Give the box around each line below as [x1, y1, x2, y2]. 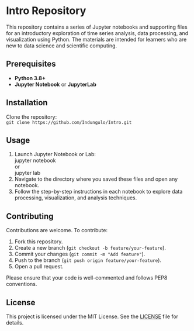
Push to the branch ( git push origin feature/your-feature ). [14, 257, 162, 264]
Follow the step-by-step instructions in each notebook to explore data [14, 188, 183, 195]
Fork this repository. [14, 238, 63, 245]
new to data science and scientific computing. [6, 42, 117, 49]
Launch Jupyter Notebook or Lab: [14, 151, 96, 158]
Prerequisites [6, 59, 56, 69]
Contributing [6, 211, 54, 221]
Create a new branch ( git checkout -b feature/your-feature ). [14, 244, 167, 251]
